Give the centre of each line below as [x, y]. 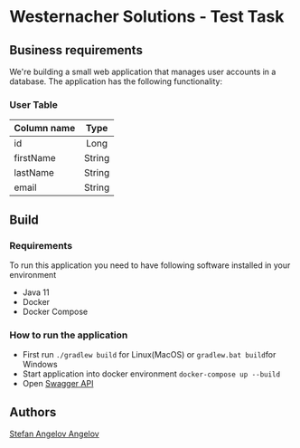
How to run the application [69, 335]
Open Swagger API [58, 384]
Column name [45, 129]
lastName [34, 173]
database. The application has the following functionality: [116, 81]
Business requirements [76, 50]
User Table [34, 104]
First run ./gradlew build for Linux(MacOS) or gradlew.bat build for [149, 355]
